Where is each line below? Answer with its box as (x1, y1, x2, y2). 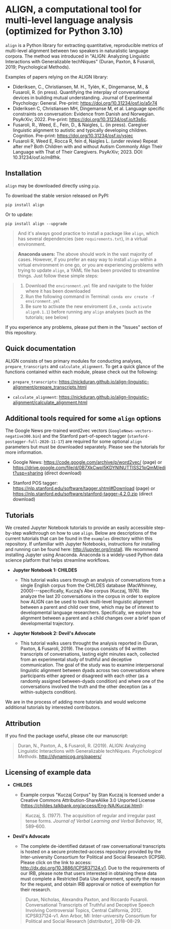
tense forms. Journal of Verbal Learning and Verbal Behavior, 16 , (25, 818, 163, 824)
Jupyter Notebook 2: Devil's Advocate (12, 630, 96, 636)
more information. (5, 449, 43, 456)
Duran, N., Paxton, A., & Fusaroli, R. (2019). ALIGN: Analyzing (17, 743, 146, 749)
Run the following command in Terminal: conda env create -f (25, 293, 155, 299)
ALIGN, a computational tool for (5, 4, 142, 15)
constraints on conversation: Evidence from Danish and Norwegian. (12, 111, 155, 117)
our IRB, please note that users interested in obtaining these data (20, 870, 157, 876)
